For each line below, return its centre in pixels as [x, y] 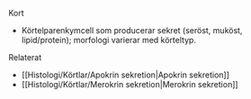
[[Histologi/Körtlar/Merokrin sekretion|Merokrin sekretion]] [130, 84]
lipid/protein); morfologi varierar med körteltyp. [109, 40]
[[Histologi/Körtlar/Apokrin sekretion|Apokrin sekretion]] [126, 75]
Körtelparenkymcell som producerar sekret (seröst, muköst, [132, 30]
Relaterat [25, 57]
